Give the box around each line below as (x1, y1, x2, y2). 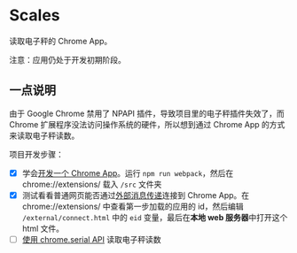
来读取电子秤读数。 (9, 130, 80, 141)
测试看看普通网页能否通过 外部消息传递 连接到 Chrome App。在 (21, 189, 250, 200)
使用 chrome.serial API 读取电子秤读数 (21, 234, 161, 244)
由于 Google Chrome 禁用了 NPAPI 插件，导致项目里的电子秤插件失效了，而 (9, 108, 285, 119)
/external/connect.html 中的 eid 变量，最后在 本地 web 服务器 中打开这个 (21, 211, 288, 222)
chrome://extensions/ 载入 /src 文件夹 (21, 179, 162, 189)
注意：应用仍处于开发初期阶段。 (9, 54, 126, 65)
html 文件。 (21, 223, 65, 234)
